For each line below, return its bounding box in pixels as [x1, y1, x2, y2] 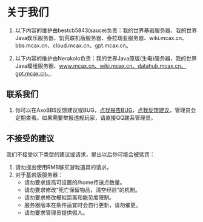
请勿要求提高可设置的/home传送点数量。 [24, 178, 125, 186]
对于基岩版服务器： [15, 171, 64, 178]
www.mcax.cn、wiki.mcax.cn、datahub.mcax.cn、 [59, 62, 187, 70]
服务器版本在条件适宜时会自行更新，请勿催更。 [24, 201, 141, 209]
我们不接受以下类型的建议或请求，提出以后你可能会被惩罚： [6, 151, 155, 158]
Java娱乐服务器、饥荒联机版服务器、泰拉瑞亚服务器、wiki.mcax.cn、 [15, 34, 188, 41]
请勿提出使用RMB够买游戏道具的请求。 [15, 163, 112, 171]
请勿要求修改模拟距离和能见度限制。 [24, 194, 115, 201]
